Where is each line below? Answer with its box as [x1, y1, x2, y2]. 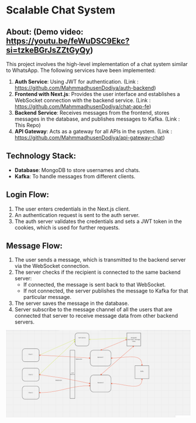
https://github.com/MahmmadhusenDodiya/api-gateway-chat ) [14, 134, 165, 141]
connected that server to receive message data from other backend [14, 312, 178, 319]
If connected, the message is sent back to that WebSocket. [23, 281, 166, 288]
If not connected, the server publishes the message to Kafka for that [23, 287, 188, 294]
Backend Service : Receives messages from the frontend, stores [14, 109, 170, 116]
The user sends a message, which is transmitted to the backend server [14, 256, 186, 263]
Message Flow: [6, 241, 63, 251]
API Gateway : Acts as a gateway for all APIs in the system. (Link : [14, 128, 173, 135]
